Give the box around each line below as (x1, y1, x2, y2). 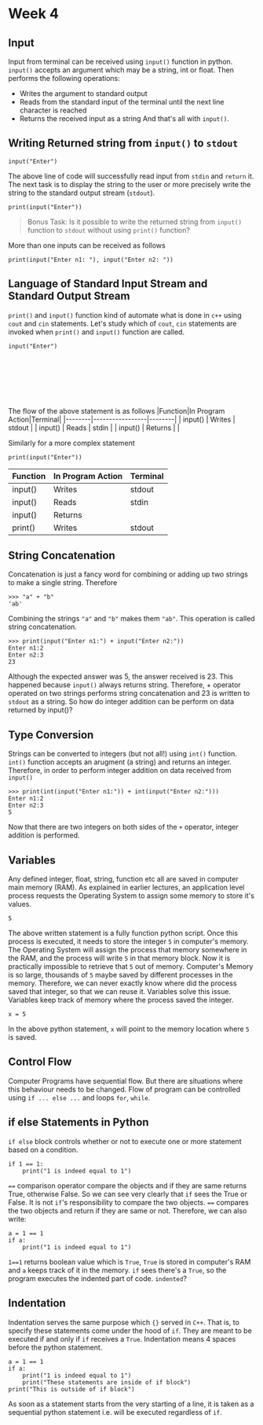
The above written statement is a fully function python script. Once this (8, 929, 238, 938)
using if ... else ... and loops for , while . (8, 1092, 151, 1102)
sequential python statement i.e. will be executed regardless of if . (8, 1407, 222, 1416)
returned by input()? (8, 705, 73, 715)
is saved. (8, 1033, 38, 1042)
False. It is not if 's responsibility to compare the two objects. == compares (8, 1197, 249, 1207)
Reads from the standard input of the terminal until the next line (19, 98, 225, 106)
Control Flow (8, 1055, 72, 1069)
